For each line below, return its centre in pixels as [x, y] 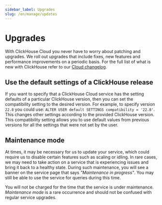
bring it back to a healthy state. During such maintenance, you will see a [77, 168]
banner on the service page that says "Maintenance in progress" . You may [79, 172]
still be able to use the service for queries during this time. [63, 178]
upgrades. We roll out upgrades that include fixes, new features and [73, 57]
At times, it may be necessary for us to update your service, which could [77, 152]
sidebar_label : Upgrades [30, 9]
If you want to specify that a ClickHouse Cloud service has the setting [74, 94]
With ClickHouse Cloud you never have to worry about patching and [73, 51]
